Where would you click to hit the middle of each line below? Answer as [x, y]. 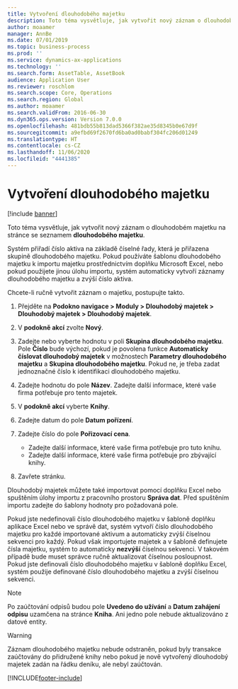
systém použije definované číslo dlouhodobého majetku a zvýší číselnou [113, 571]
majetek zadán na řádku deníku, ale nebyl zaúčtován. [85, 664]
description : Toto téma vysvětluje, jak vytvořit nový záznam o [104, 21]
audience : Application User [49, 80]
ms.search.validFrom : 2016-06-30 [57, 113]
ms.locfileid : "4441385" [44, 159]
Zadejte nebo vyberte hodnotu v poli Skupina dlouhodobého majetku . [120, 341]
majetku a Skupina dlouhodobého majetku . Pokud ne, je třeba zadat [119, 364]
